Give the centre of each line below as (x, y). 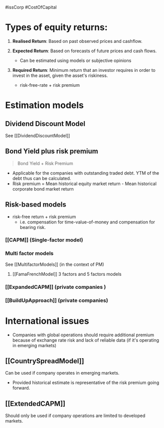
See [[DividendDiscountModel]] (38, 135)
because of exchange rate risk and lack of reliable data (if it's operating (86, 340)
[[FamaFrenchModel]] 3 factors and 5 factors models (67, 274)
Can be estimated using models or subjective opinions (76, 60)
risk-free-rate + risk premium (50, 85)
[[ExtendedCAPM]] (35, 404)
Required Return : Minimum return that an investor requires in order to (84, 70)
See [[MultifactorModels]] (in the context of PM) (55, 264)
